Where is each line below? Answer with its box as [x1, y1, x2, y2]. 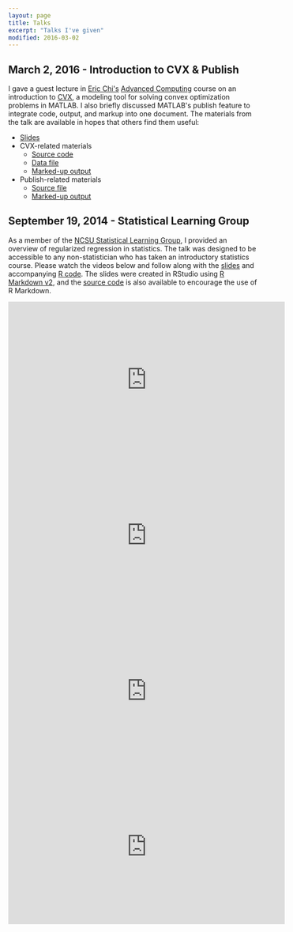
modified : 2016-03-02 [8, 33, 80, 42]
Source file [31, 183, 67, 193]
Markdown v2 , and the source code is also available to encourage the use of [8, 277, 257, 287]
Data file [31, 158, 59, 168]
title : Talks [8, 19, 51, 27]
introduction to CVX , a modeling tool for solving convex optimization [8, 92, 231, 102]
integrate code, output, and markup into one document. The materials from [8, 109, 253, 119]
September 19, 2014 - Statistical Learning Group [8, 214, 250, 228]
